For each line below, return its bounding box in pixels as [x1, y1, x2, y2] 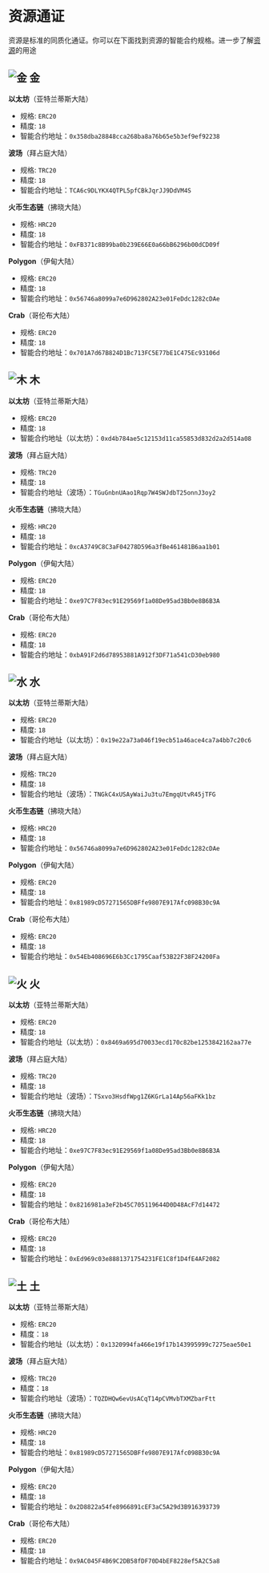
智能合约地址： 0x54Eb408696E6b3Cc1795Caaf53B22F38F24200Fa [19, 952, 220, 961]
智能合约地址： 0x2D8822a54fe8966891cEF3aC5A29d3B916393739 [19, 1502, 220, 1511]
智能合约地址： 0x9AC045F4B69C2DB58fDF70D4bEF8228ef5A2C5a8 [19, 1556, 220, 1565]
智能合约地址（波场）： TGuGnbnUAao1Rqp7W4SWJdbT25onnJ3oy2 [19, 487, 216, 497]
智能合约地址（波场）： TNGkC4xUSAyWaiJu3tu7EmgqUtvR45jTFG [19, 789, 216, 799]
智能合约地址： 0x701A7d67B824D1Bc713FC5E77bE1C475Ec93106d [19, 347, 220, 357]
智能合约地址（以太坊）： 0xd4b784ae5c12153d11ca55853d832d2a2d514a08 [19, 433, 252, 443]
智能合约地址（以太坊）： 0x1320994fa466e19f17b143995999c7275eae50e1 [19, 1340, 252, 1349]
